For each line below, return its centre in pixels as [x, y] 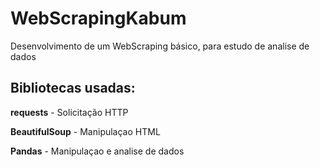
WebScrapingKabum [98, 18]
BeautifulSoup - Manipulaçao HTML [85, 131]
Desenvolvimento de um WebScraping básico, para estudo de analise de [160, 46]
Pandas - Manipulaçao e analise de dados [97, 151]
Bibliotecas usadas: [73, 88]
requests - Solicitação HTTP [69, 112]
